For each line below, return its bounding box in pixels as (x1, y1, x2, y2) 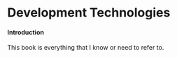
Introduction (7, 28, 44, 36)
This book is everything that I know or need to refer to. (7, 43, 164, 52)
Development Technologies (7, 5, 171, 21)
